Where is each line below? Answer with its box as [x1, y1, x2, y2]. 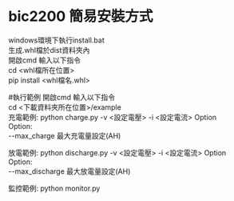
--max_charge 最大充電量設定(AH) [8, 131, 121, 140]
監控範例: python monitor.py [8, 183, 101, 193]
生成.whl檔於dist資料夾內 [8, 45, 90, 54]
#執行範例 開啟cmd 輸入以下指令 [8, 92, 116, 102]
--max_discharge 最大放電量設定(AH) [8, 166, 131, 176]
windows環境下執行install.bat [8, 35, 105, 45]
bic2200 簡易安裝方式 [8, 7, 153, 26]
